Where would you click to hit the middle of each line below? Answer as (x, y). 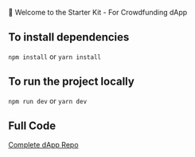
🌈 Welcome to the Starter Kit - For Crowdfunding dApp (98, 12)
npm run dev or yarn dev (48, 100)
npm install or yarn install (55, 57)
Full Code (32, 126)
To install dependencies (69, 37)
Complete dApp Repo (43, 145)
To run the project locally (72, 82)
